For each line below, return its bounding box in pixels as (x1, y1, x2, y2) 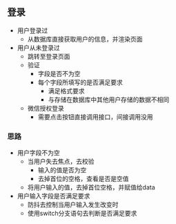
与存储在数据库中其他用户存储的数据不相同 (48, 95, 170, 104)
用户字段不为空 (17, 149, 60, 157)
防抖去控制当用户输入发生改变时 (27, 200, 119, 209)
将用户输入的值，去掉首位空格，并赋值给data (27, 183, 155, 192)
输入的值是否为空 (37, 166, 87, 174)
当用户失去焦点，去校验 (27, 158, 95, 166)
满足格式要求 (48, 86, 85, 95)
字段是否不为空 (37, 69, 81, 77)
